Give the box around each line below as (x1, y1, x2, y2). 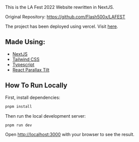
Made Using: (5, 38, 46, 46)
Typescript (12, 62, 35, 68)
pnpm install (5, 104, 32, 109)
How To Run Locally (5, 81, 68, 90)
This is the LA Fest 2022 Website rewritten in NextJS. (5, 4, 114, 10)
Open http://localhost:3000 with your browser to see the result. (5, 132, 135, 138)
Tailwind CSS (12, 56, 40, 62)
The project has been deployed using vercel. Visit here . (5, 23, 118, 29)
